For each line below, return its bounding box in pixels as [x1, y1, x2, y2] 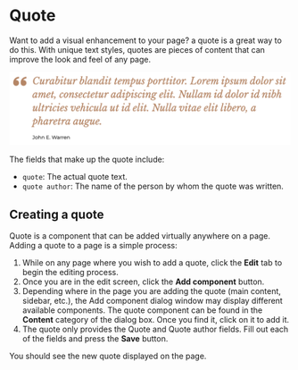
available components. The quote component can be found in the [21, 305, 263, 315]
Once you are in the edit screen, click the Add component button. [21, 276, 265, 287]
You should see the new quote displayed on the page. [9, 350, 207, 362]
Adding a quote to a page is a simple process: [9, 240, 178, 251]
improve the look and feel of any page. [9, 54, 152, 64]
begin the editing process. [21, 267, 119, 278]
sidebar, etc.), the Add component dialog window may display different [21, 296, 283, 307]
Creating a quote [9, 206, 104, 222]
